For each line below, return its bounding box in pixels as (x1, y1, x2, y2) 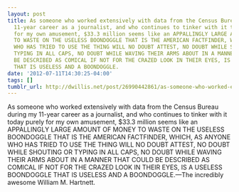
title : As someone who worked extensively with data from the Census (7, 17, 218, 24)
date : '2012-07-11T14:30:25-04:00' (7, 70, 113, 77)
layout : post (7, 10, 46, 18)
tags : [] (7, 76, 33, 84)
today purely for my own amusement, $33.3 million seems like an (7, 118, 198, 127)
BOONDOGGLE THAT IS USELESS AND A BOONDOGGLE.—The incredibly (7, 171, 224, 179)
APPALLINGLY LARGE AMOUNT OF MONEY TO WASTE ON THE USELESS (7, 125, 225, 134)
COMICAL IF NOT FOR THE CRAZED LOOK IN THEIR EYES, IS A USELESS (7, 163, 223, 171)
